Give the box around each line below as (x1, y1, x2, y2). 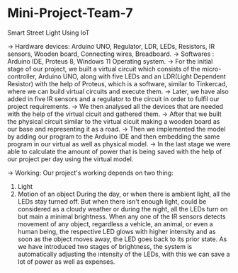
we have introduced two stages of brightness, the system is (17, 242, 193, 250)
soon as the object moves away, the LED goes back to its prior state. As (17, 235, 227, 243)
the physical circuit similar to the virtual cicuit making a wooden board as (7, 117, 220, 125)
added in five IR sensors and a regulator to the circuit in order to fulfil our (7, 94, 220, 103)
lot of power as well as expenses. (17, 257, 115, 266)
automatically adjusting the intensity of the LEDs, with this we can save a (17, 250, 230, 258)
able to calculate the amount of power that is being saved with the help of (7, 147, 222, 156)
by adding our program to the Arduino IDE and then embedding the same (7, 132, 220, 141)
